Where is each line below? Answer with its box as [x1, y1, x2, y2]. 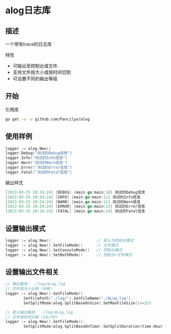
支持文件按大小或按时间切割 [12, 69, 71, 75]
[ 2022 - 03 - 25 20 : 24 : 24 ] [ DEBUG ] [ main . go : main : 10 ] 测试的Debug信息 [5, 189, 146, 195]
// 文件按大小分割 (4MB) [5, 287, 52, 292]
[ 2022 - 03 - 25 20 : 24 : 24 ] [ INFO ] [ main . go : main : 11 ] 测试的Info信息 [5, 195, 141, 200]
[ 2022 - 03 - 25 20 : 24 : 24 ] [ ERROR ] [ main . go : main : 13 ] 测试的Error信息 [5, 204, 146, 209]
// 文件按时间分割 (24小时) [5, 315, 58, 320]
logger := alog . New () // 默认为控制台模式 [5, 238, 134, 243]
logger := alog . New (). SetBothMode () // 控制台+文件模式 [5, 252, 132, 257]
